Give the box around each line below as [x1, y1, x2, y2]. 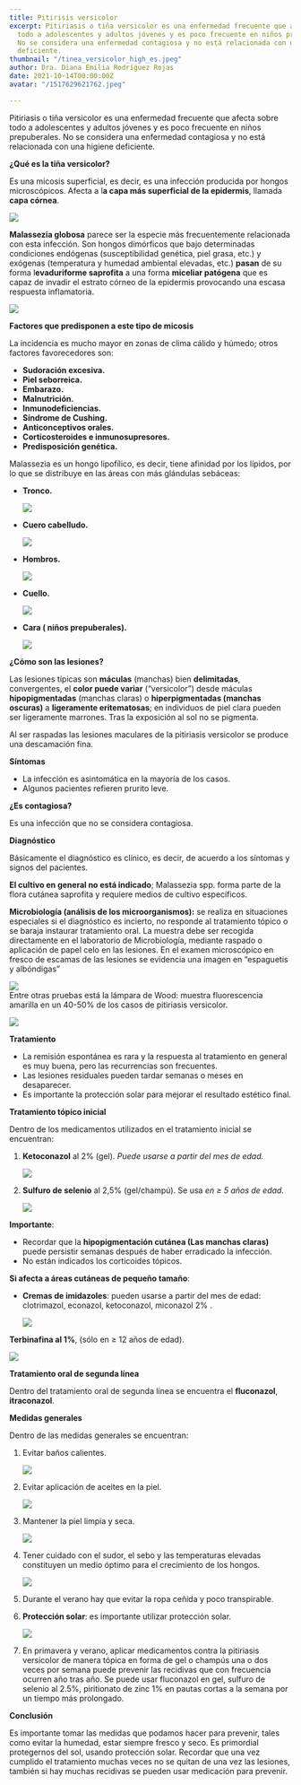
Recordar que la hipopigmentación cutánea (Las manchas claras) [21, 1236, 270, 1247]
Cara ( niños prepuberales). [21, 622, 127, 632]
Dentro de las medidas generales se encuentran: [9, 1430, 189, 1441]
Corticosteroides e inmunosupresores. [21, 431, 170, 442]
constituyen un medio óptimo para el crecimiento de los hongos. [21, 1559, 261, 1570]
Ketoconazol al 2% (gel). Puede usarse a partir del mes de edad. [21, 1150, 264, 1162]
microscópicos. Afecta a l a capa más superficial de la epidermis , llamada [9, 185, 282, 196]
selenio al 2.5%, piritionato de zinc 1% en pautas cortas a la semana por [21, 1683, 288, 1694]
